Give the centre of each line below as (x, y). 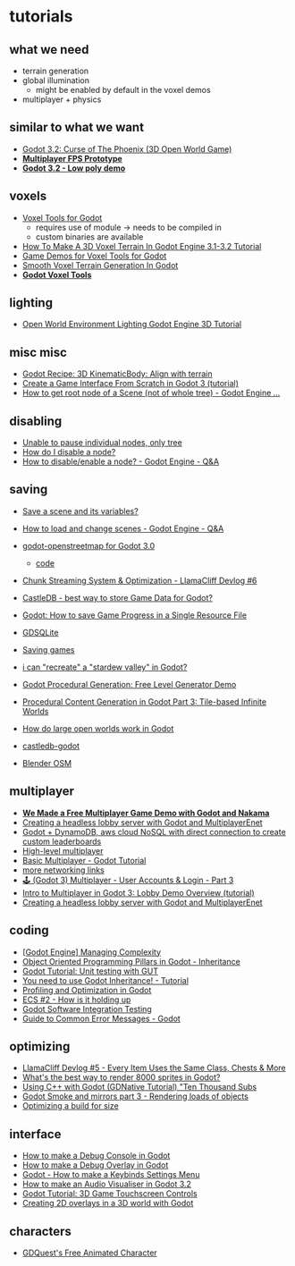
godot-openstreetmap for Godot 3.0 (88, 545)
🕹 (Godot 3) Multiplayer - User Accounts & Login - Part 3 (128, 880)
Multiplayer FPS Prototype (72, 158)
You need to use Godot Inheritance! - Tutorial (105, 980)
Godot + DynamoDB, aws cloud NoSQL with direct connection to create (154, 831)
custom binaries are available (89, 236)
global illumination (55, 80)
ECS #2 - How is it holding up (76, 1000)
